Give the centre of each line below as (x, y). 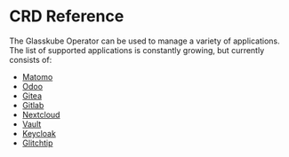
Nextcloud (41, 114)
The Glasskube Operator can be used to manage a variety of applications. (144, 41)
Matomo (37, 76)
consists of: (31, 59)
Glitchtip (37, 143)
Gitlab (33, 105)
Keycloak (39, 133)
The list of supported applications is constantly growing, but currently (137, 50)
